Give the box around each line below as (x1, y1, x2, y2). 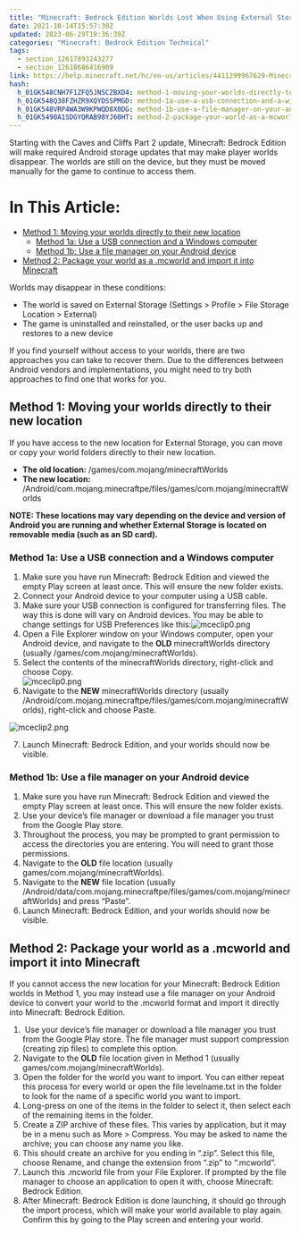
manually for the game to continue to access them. (9, 166, 196, 177)
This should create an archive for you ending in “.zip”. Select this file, (21, 1148, 275, 1159)
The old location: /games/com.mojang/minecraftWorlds (21, 464, 229, 475)
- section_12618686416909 (17, 63, 114, 72)
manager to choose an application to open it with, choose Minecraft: (21, 1177, 274, 1188)
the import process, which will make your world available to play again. (21, 1204, 283, 1216)
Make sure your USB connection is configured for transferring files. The (21, 600, 287, 611)
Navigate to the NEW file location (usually (21, 877, 176, 888)
